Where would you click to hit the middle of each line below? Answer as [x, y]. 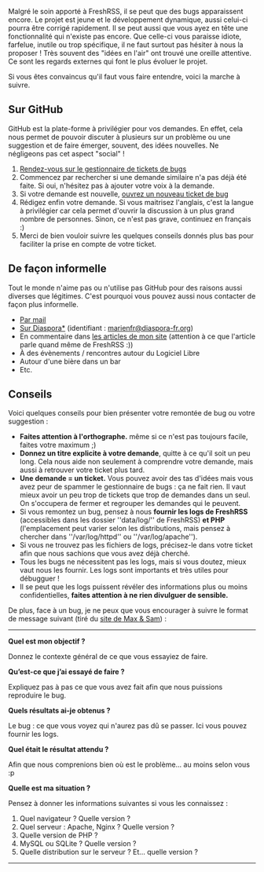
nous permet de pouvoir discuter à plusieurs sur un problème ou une [119, 137]
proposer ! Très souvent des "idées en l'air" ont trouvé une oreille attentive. [130, 53]
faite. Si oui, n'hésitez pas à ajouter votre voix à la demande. [117, 185]
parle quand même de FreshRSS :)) [76, 344]
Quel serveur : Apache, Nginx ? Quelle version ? [97, 827]
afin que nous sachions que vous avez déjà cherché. [104, 554]
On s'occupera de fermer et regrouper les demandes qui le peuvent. [130, 504]
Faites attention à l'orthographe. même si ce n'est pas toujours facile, [134, 437]
